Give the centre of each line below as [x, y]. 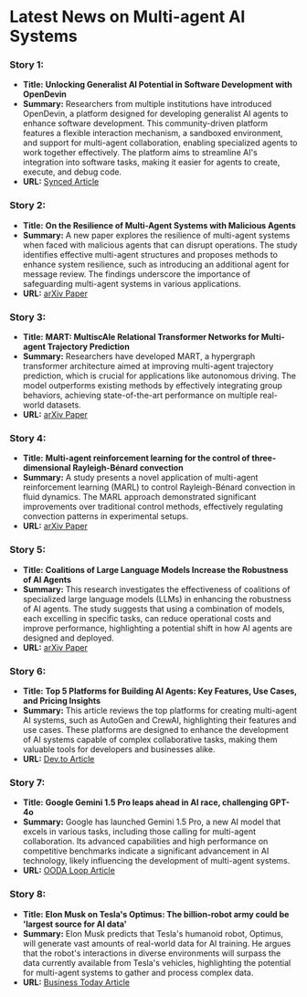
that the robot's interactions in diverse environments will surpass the [152, 953]
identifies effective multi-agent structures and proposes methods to [150, 254]
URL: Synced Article [61, 182]
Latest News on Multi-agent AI [127, 17]
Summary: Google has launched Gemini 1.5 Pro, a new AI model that [152, 822]
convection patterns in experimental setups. [106, 516]
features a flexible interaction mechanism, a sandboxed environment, [153, 133]
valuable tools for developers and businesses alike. [119, 749]
